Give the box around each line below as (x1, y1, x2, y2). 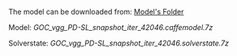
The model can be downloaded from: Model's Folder (8, 7, 184, 16)
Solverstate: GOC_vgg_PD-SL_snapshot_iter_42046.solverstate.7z (8, 38, 230, 48)
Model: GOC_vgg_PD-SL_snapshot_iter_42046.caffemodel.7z (8, 23, 213, 32)
